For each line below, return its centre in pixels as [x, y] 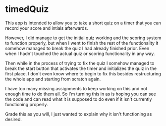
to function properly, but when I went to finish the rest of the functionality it [82, 43]
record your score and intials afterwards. [47, 28]
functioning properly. [27, 104]
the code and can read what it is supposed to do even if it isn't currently [79, 99]
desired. [14, 119]
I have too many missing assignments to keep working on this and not [76, 88]
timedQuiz [27, 9]
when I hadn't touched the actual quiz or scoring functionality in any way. [80, 54]
